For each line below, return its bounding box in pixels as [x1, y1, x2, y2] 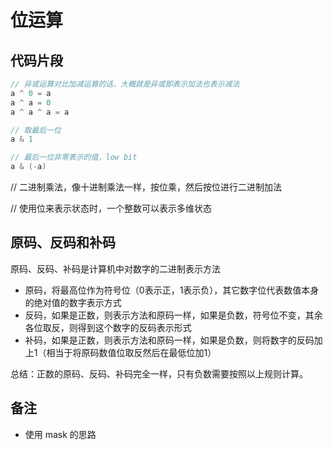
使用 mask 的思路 [24, 428, 97, 440]
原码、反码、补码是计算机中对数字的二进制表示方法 [10, 262, 221, 275]
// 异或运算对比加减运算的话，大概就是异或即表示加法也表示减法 [10, 79, 240, 89]
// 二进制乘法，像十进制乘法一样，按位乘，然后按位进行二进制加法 [10, 181, 283, 193]
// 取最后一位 [10, 125, 62, 135]
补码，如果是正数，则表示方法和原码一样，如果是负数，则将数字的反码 [24, 334, 315, 346]
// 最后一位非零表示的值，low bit [10, 152, 138, 163]
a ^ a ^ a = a [10, 107, 70, 117]
